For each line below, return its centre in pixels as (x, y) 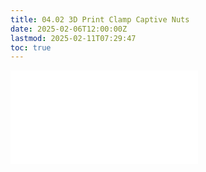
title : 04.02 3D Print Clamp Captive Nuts (100, 19)
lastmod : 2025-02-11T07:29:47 (73, 38)
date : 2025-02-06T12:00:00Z (69, 29)
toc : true (31, 47)
